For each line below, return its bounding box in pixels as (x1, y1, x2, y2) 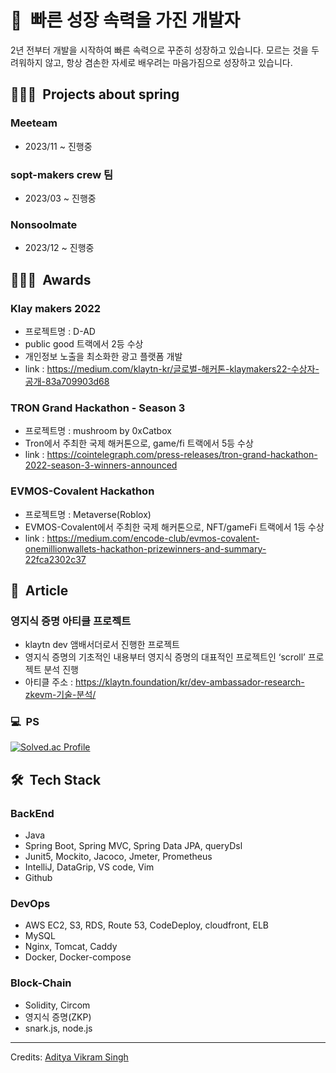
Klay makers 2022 (10, 301, 102, 315)
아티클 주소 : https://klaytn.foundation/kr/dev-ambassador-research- (24, 676, 305, 688)
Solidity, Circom (24, 999, 91, 1011)
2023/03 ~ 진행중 (24, 192, 97, 204)
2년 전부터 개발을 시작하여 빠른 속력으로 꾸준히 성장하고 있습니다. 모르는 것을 (10, 44, 309, 56)
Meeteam (10, 116, 58, 130)
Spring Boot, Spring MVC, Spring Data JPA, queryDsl (24, 840, 243, 852)
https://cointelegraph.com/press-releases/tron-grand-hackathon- (46, 449, 318, 461)
